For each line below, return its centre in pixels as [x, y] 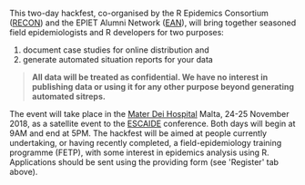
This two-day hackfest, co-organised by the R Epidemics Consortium [139, 13]
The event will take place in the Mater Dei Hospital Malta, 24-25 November [149, 114]
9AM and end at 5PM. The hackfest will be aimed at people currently [138, 133]
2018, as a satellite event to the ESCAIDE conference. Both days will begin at [152, 123]
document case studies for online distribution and [116, 50]
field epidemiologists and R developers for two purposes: [117, 32]
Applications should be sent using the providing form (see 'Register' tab [144, 162]
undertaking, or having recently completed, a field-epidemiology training [146, 143]
